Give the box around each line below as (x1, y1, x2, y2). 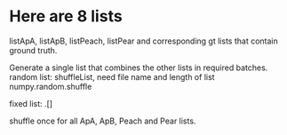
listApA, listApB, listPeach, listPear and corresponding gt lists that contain (9, 36, 278, 46)
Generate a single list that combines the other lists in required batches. (9, 62, 268, 73)
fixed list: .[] (9, 98, 53, 108)
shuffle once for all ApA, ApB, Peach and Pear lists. (9, 115, 196, 126)
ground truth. (9, 44, 58, 55)
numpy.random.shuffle (9, 81, 92, 91)
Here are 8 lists (9, 6, 123, 27)
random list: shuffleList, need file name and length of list (9, 71, 215, 82)
